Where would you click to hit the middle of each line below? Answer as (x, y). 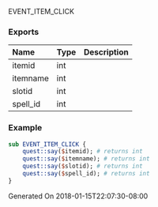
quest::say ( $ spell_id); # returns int (86, 174)
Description (106, 52)
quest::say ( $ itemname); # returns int (86, 159)
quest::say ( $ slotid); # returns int (83, 166)
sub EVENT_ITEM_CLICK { (47, 144)
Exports (24, 32)
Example (25, 128)
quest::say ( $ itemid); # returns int (83, 152)
